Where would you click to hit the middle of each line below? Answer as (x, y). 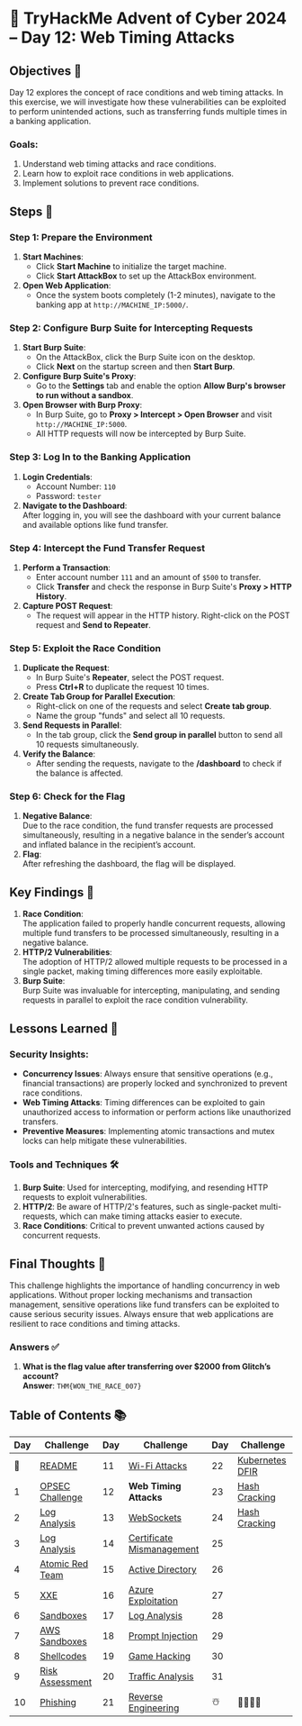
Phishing (58, 1703)
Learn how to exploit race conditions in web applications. (128, 174)
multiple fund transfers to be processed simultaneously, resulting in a (151, 933)
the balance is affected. (80, 773)
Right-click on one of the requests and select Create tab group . (154, 706)
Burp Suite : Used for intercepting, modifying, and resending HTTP (145, 1187)
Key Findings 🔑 (52, 892)
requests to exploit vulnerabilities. (85, 1197)
